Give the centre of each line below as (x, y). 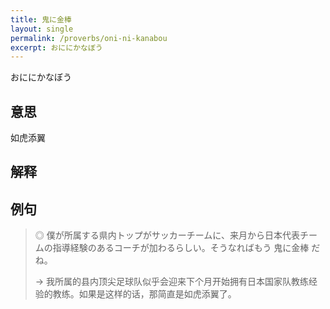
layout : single (42, 29)
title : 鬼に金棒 (41, 19)
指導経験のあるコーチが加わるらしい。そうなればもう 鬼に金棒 (181, 248)
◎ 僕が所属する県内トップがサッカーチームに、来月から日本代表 (167, 235)
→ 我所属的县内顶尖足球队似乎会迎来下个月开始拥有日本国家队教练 (172, 282)
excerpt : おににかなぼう (56, 47)
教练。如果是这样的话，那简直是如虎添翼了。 (144, 294)
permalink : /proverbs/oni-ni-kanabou (89, 38)
